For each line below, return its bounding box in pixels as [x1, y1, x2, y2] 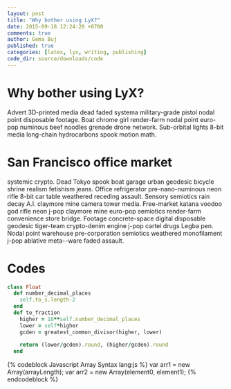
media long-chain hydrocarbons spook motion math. [7, 130, 157, 139]
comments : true [7, 29, 51, 37]
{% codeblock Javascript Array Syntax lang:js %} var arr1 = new [7, 361, 190, 369]
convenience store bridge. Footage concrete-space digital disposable [7, 214, 206, 223]
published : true [7, 42, 54, 49]
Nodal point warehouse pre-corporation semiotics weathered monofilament [7, 229, 223, 237]
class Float [7, 284, 41, 291]
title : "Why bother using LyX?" [7, 17, 100, 24]
